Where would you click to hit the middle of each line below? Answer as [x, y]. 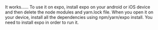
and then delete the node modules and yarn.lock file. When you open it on [79, 12]
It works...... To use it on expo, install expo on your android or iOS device [78, 7]
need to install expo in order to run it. [42, 22]
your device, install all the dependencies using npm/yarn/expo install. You [79, 17]
